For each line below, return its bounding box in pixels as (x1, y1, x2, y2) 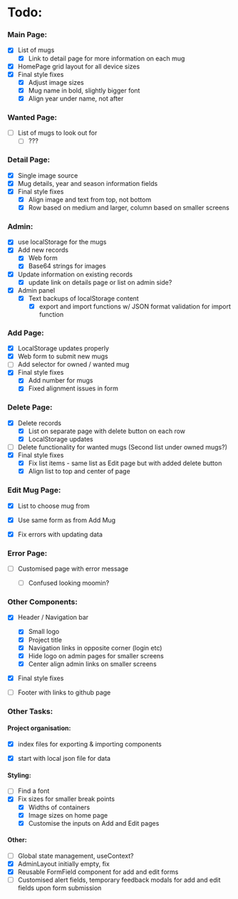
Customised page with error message (17, 564, 129, 573)
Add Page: (7, 328, 44, 338)
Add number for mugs (28, 376, 93, 385)
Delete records (17, 418, 62, 427)
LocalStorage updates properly (17, 344, 109, 353)
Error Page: (7, 548, 48, 558)
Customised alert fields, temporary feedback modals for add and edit (17, 875, 221, 884)
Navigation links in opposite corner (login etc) (28, 643, 162, 652)
